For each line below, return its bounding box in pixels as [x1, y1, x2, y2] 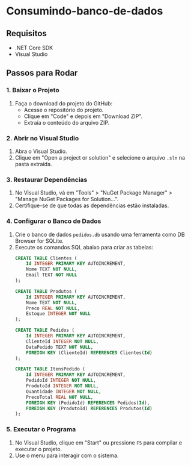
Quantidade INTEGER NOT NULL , [26, 389, 102, 395]
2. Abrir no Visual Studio [6, 134, 79, 142]
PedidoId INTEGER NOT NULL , [26, 378, 96, 384]
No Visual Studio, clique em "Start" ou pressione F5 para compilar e [14, 438, 182, 446]
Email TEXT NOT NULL [26, 272, 77, 278]
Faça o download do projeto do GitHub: [14, 99, 113, 107]
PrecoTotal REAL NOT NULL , [26, 394, 94, 400]
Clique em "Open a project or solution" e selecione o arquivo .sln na [14, 154, 185, 161]
